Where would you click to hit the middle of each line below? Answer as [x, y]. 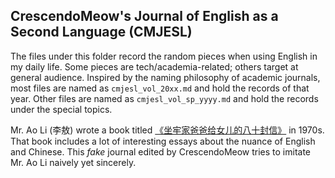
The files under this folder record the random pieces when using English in [164, 56]
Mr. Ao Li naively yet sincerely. [73, 162]
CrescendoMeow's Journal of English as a [144, 16]
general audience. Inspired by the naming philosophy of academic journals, [165, 77]
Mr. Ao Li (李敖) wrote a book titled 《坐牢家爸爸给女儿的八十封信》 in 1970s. [167, 130]
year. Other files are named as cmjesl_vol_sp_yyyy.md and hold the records [164, 98]
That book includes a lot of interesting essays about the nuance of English [163, 141]
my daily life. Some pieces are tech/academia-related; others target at [154, 66]
